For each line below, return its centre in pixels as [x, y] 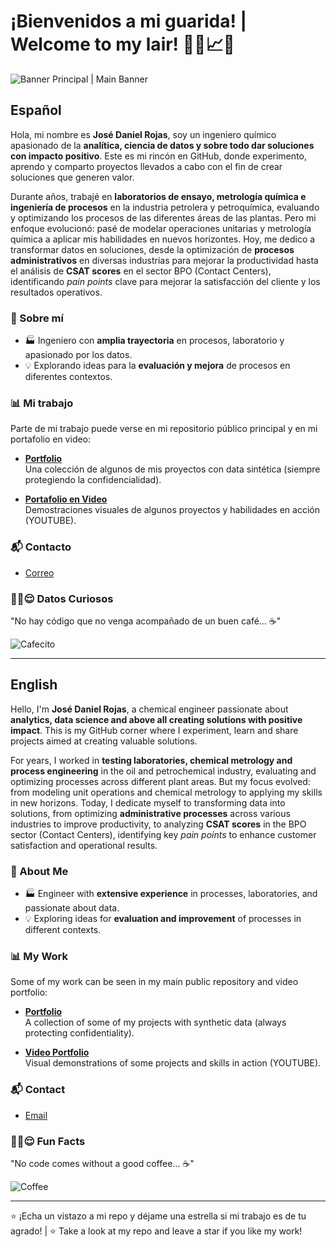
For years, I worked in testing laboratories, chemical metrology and [151, 760]
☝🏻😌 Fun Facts [48, 1141]
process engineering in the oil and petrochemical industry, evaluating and [163, 771]
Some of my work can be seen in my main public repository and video [154, 982]
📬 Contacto [41, 547]
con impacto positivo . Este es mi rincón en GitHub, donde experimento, [158, 156]
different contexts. [63, 930]
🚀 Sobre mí [37, 318]
